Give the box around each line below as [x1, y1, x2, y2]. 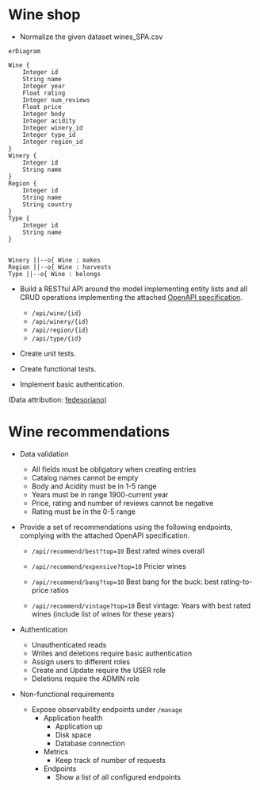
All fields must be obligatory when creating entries [31, 464, 197, 474]
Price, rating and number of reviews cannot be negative [31, 498, 214, 508]
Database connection [55, 738, 125, 748]
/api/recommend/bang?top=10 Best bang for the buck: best [31, 577, 220, 586]
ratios [50, 585, 69, 594]
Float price [22, 103, 62, 111]
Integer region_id [22, 138, 83, 146]
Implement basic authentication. [19, 379, 125, 389]
